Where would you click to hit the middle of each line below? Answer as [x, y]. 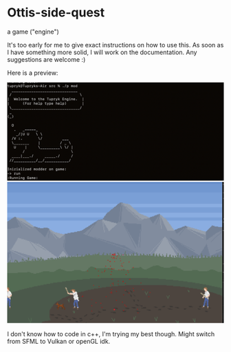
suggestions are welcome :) [46, 59]
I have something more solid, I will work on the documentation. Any [102, 52]
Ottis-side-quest [56, 13]
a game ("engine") [33, 32]
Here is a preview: [33, 73]
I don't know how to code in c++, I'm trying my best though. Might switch [111, 334]
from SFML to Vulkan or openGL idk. [59, 342]
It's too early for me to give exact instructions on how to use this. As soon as [115, 45]
